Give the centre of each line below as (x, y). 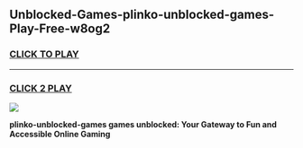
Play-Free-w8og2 (60, 29)
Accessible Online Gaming (60, 134)
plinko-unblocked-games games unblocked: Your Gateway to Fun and (143, 124)
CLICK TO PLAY (44, 55)
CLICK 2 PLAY (41, 88)
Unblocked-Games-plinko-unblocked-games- (142, 15)
